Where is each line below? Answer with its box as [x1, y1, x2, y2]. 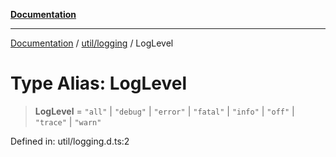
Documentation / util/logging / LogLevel [10, 37, 174, 49]
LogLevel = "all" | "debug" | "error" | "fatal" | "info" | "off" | [34, 105, 295, 117]
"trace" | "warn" [34, 115, 102, 128]
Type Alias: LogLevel [10, 72, 188, 95]
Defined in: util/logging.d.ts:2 [10, 135, 130, 147]
